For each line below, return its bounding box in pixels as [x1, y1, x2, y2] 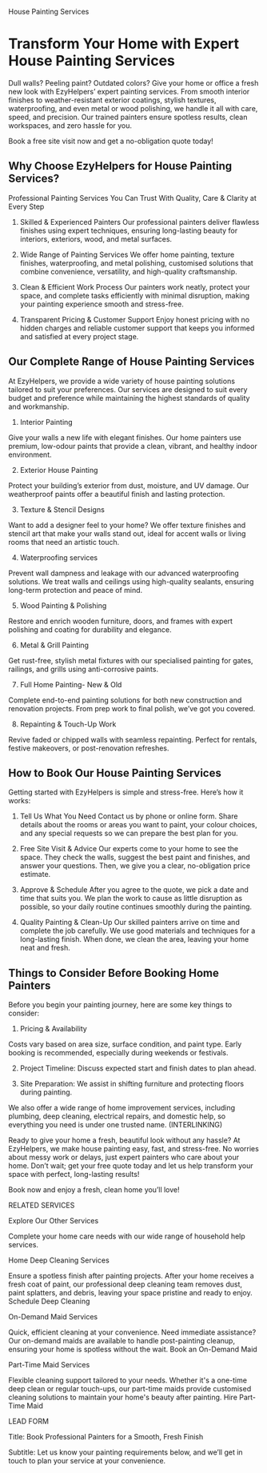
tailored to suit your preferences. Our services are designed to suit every [8, 384, 248, 394]
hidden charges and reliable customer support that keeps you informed [19, 323, 255, 333]
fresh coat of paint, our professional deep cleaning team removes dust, [8, 1279, 242, 1289]
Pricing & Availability [19, 1024, 88, 1034]
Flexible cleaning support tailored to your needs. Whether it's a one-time [8, 1375, 248, 1385]
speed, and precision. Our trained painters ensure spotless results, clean [8, 112, 248, 122]
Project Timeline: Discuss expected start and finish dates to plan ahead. [19, 1063, 257, 1073]
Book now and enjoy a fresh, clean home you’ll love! [8, 1185, 180, 1195]
